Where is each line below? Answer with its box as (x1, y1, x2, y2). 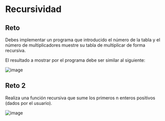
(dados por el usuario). (5, 100, 53, 106)
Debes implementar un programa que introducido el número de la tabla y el (5, 37, 160, 43)
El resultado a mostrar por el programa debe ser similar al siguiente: (5, 57, 145, 63)
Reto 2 (5, 81, 26, 90)
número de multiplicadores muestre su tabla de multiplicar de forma (5, 42, 145, 48)
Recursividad (5, 4, 62, 15)
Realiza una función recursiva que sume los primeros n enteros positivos (5, 94, 155, 101)
